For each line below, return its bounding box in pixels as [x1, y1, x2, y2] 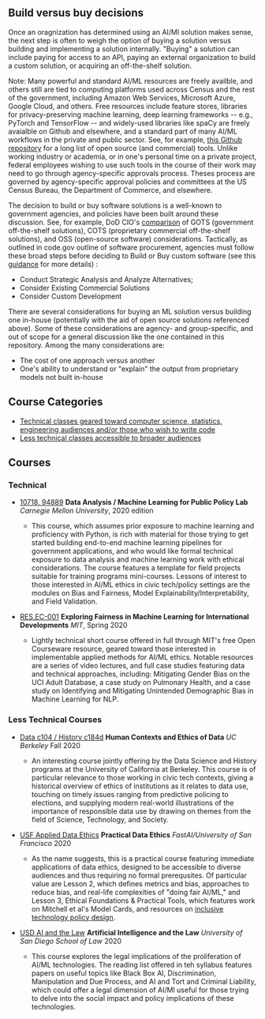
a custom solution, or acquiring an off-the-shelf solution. [8, 61, 192, 70]
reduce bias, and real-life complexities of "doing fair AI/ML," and [31, 887, 241, 897]
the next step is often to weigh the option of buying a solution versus [8, 36, 231, 45]
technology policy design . [31, 912, 116, 922]
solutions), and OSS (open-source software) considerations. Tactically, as [8, 234, 248, 243]
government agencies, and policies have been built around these [8, 209, 219, 218]
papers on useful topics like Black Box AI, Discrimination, [31, 968, 217, 978]
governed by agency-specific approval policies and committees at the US [8, 177, 247, 186]
